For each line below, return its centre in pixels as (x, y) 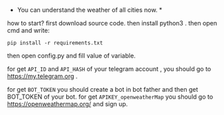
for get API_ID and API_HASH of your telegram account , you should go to (109, 69)
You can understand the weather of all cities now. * (90, 10)
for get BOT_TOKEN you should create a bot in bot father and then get (103, 89)
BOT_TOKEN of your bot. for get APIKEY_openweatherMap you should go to (110, 97)
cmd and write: (29, 30)
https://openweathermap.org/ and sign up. (68, 104)
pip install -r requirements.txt (55, 43)
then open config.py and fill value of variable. (71, 55)
